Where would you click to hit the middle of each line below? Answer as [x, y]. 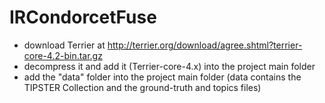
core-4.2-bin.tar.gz [63, 55]
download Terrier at [64, 45]
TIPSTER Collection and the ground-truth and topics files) [142, 87]
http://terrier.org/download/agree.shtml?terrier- [205, 45]
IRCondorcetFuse [83, 17]
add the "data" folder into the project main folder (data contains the [162, 77]
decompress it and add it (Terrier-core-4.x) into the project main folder [169, 66]
